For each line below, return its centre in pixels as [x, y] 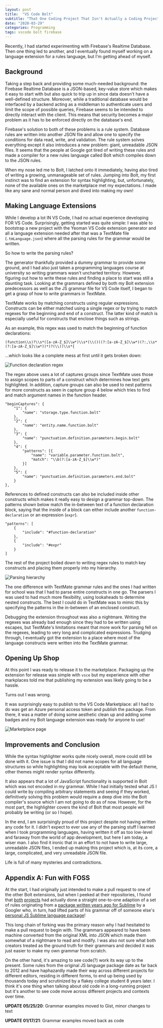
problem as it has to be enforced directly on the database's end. [69, 119]
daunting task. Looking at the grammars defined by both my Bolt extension [80, 283]
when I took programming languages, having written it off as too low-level [79, 832]
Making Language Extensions [51, 206]
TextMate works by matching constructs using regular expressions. [72, 303]
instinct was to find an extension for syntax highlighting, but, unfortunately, [80, 180]
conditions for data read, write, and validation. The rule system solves [75, 139]
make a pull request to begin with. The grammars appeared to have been [78, 930]
